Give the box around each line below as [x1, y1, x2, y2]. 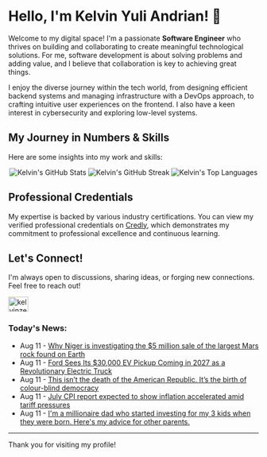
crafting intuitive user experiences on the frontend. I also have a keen [8, 99, 236, 109]
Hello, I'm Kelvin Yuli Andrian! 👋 [8, 7, 222, 25]
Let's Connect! [8, 251, 83, 265]
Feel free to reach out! [8, 281, 81, 291]
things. [8, 67, 31, 76]
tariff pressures [19, 400, 71, 409]
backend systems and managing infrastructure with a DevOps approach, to [8, 91, 254, 100]
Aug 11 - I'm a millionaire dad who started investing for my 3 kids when [19, 409, 251, 418]
